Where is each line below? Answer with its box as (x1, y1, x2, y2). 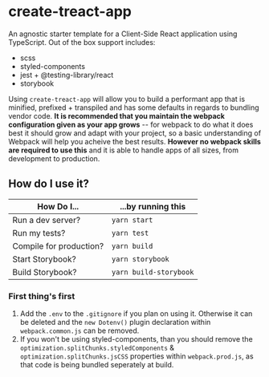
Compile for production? (12, 240, 104, 251)
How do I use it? (8, 177, 90, 191)
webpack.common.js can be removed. (19, 326, 140, 335)
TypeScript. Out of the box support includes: (8, 37, 156, 47)
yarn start (111, 215, 153, 225)
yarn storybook (111, 254, 170, 263)
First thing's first (8, 290, 75, 302)
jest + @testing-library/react (19, 70, 114, 79)
